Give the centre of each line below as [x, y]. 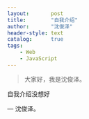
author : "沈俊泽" [40, 26]
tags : [15, 46]
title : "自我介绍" [43, 20]
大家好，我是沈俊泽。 [55, 79]
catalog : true [35, 39]
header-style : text [35, 33]
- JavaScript [39, 59]
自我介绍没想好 [29, 93]
